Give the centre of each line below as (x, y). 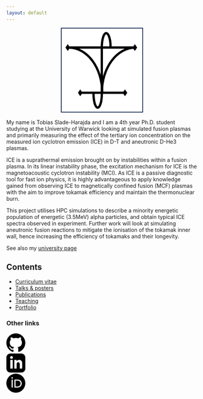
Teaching (27, 301)
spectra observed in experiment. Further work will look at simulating (91, 223)
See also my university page (42, 248)
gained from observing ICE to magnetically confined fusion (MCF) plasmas (99, 186)
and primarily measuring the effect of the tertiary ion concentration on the (98, 135)
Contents (24, 267)
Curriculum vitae (36, 282)
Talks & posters (34, 288)
